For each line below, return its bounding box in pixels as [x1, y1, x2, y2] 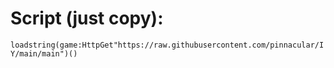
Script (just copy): [10, 7, 164, 30]
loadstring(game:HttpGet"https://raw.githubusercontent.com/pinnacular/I [10, 40, 325, 50]
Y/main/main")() [10, 48, 78, 59]
